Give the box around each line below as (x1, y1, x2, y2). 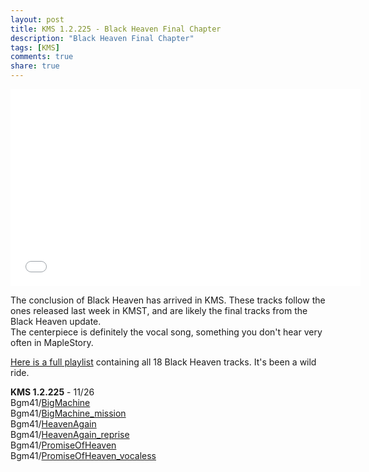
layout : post (10, 14, 65, 25)
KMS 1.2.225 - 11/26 (10, 386, 95, 398)
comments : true (10, 52, 74, 62)
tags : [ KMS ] (10, 42, 60, 53)
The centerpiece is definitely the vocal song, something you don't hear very (10, 326, 323, 338)
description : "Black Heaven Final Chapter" (10, 33, 195, 43)
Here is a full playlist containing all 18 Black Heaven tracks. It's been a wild (10, 356, 317, 368)
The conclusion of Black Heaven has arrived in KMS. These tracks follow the (10, 294, 326, 306)
